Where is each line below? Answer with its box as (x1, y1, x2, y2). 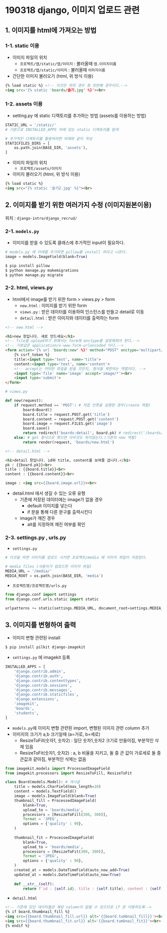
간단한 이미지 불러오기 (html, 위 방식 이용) (12, 73, 93, 79)
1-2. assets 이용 (5, 100, 43, 107)
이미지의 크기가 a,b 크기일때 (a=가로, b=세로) (12, 731, 101, 737)
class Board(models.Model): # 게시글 (5, 780, 81, 785)
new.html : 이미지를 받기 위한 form (19, 302, 87, 308)
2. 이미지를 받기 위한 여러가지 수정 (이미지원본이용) (5, 201, 152, 209)
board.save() (23, 426, 50, 431)
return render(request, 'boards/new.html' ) (23, 439, 114, 445)
